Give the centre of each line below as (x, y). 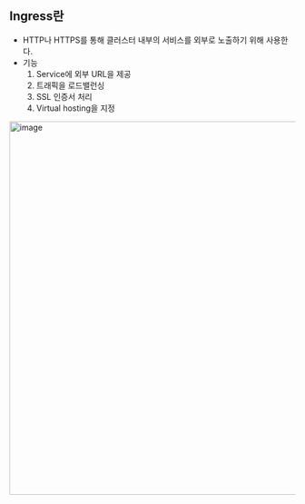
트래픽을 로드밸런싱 (70, 85)
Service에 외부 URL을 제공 (84, 74)
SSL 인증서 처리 (64, 96)
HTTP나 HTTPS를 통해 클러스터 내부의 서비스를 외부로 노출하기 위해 (143, 40)
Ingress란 (37, 16)
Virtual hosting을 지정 (75, 108)
